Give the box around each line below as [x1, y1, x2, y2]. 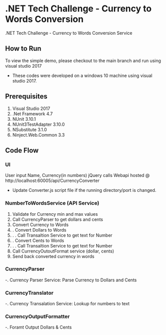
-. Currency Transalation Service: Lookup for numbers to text [5, 301, 130, 307]
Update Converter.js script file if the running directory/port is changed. [12, 187, 157, 193]
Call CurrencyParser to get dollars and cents [12, 216, 103, 222]
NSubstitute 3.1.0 [12, 126, 47, 132]
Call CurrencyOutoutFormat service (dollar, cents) [12, 248, 114, 254]
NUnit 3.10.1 [12, 116, 36, 122]
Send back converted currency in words [12, 253, 95, 259]
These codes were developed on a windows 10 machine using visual [12, 73, 153, 79]
